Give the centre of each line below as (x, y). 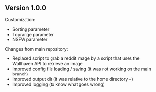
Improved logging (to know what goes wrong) (58, 84)
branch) (20, 74)
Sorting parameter (31, 29)
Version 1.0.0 (26, 8)
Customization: (20, 19)
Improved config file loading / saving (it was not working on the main (81, 69)
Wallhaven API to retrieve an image (47, 63)
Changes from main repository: (37, 49)
